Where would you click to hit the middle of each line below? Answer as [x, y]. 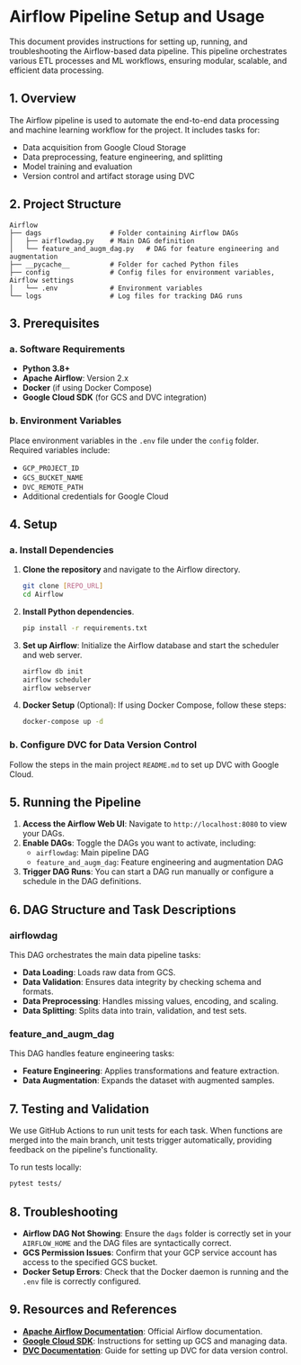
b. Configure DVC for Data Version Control [103, 745]
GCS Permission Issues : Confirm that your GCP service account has [150, 1252]
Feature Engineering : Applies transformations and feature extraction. [151, 1071]
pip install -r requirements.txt [85, 628]
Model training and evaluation [77, 166]
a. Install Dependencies [62, 549]
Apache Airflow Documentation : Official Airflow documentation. [142, 1331]
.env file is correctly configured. [81, 1281]
